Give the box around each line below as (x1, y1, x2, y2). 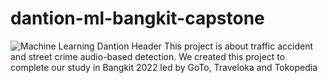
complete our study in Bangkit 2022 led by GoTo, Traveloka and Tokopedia (10, 61, 318, 73)
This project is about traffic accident (163, 40, 314, 52)
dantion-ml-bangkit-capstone (10, 7, 265, 30)
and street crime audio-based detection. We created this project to (10, 50, 286, 62)
